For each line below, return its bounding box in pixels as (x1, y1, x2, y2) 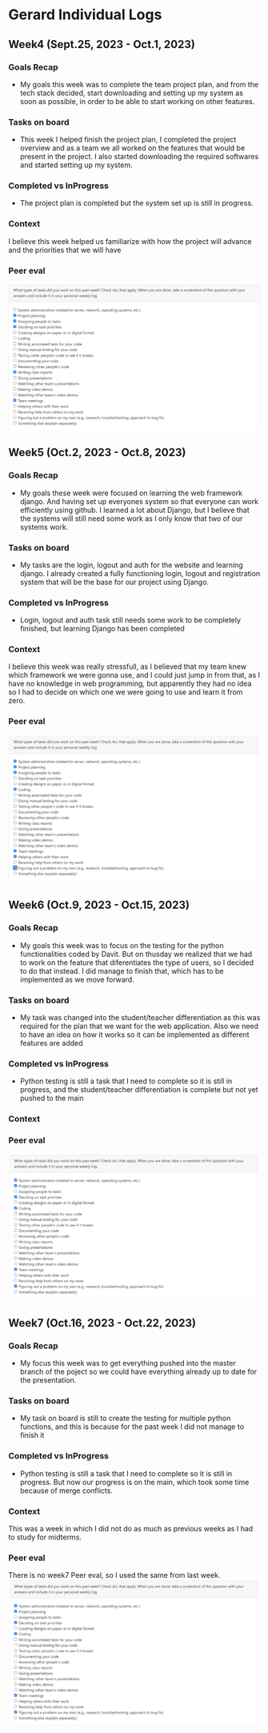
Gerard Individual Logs (8, 6, 162, 24)
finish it (19, 1431, 45, 1440)
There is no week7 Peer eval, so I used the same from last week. (8, 1571, 221, 1580)
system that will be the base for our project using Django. (19, 577, 210, 586)
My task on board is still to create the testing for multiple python (19, 1414, 231, 1423)
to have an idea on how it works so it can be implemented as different (19, 1030, 250, 1039)
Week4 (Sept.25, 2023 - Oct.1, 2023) (8, 38, 196, 51)
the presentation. (19, 1375, 77, 1385)
